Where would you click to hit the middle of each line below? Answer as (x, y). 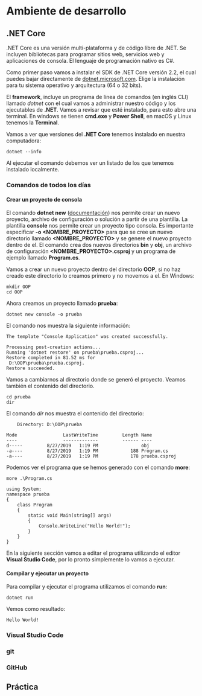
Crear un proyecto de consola (44, 199)
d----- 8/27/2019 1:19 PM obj (78, 446)
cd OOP (14, 292)
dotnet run (20, 598)
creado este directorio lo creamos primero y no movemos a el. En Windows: (100, 276)
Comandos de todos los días (49, 185)
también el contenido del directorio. (50, 386)
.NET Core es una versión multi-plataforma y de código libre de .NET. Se (96, 48)
